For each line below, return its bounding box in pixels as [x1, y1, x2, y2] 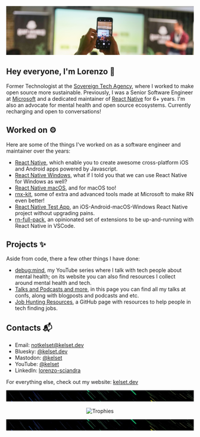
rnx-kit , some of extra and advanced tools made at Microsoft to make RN [14, 190, 194, 197]
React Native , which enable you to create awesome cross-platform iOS [14, 159, 189, 166]
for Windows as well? [14, 178, 67, 185]
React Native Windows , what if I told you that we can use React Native [14, 171, 187, 178]
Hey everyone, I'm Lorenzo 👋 [6, 67, 115, 77]
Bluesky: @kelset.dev [14, 348, 68, 355]
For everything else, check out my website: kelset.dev [6, 379, 139, 386]
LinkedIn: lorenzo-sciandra [14, 367, 81, 374]
